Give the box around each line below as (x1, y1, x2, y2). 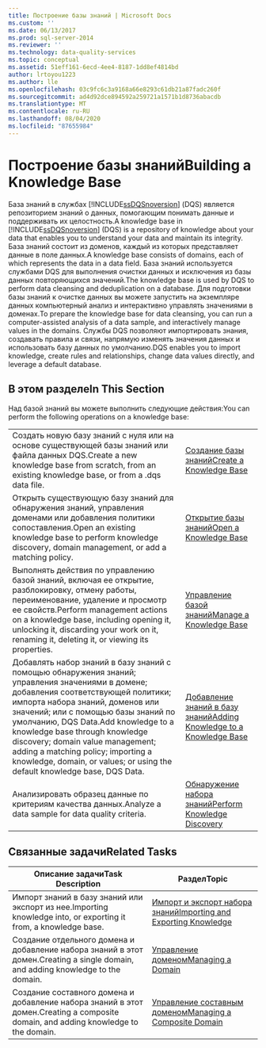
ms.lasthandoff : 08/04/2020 (8, 115, 101, 123)
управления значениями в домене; (12, 676, 148, 687)
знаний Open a (184, 522, 240, 533)
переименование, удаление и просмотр (12, 594, 167, 605)
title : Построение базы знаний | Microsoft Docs (8, 11, 172, 20)
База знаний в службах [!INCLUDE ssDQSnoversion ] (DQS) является (8, 199, 235, 208)
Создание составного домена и (12, 987, 135, 998)
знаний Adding (184, 711, 240, 722)
